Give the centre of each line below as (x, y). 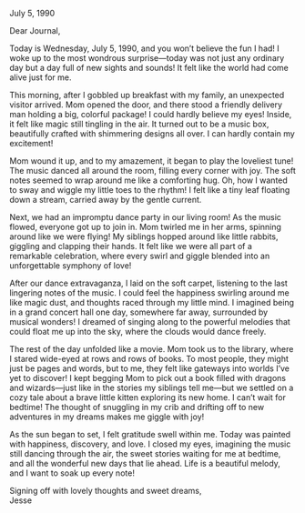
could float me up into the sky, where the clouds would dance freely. (138, 332)
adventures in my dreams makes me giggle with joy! (107, 417)
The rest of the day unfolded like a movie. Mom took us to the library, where (152, 349)
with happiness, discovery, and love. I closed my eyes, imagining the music (150, 444)
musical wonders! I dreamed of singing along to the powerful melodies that (150, 322)
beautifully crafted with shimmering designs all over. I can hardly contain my (152, 134)
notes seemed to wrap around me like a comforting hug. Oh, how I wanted (149, 180)
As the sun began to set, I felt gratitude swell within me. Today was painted (150, 434)
